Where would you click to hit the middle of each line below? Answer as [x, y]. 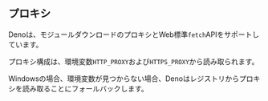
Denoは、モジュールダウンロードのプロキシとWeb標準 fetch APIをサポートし [134, 34]
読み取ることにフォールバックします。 [85, 88]
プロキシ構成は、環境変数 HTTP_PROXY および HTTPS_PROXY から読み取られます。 [134, 61]
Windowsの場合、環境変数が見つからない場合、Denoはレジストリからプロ [131, 79]
